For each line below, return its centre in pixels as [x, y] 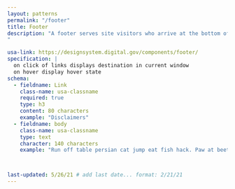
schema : [19, 78]
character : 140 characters [59, 143]
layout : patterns [33, 14]
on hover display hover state [57, 72]
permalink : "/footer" [39, 20]
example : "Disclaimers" [55, 118]
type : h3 [33, 105]
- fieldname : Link [41, 85]
